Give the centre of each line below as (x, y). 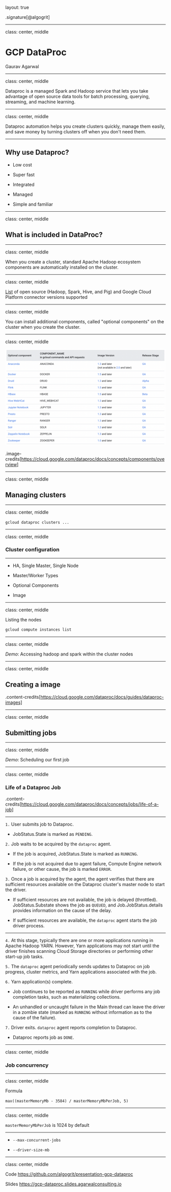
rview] (12, 464)
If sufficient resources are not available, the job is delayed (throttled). (85, 899)
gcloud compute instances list (38, 630)
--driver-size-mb (31, 1150)
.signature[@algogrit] (27, 17)
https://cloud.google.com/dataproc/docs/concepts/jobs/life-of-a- (90, 804)
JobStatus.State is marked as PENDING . (53, 834)
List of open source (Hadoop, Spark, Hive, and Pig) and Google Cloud (78, 292)
